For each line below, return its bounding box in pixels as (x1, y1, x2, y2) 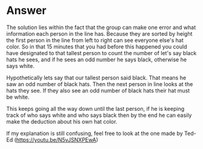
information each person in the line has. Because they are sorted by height (6, 30, 193, 37)
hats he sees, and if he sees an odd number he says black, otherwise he (6, 56, 187, 63)
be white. (6, 93, 30, 101)
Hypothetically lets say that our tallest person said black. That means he (6, 74, 187, 81)
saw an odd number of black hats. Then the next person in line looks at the (6, 80, 193, 88)
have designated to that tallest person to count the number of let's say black (6, 49, 197, 56)
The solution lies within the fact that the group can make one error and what (6, 24, 196, 31)
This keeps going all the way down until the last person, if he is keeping (6, 105, 185, 112)
